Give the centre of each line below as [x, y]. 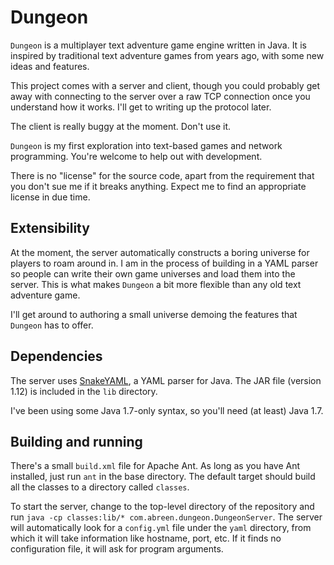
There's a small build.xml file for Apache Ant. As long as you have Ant [155, 466]
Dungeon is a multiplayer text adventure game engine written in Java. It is [158, 45]
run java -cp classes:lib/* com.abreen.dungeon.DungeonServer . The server [166, 517]
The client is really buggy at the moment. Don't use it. [121, 126]
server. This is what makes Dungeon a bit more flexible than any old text [156, 284]
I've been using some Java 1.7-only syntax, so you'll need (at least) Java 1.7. [167, 410]
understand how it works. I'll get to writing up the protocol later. [141, 107]
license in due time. [50, 197]
